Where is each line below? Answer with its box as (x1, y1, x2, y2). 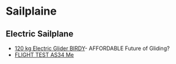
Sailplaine (5, 4, 57, 18)
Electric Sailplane (5, 29, 74, 39)
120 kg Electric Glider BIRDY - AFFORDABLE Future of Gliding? (14, 44, 170, 52)
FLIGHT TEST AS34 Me (14, 51, 74, 59)
